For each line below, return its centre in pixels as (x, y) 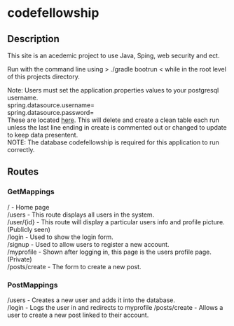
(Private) (20, 259)
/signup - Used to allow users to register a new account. (88, 244)
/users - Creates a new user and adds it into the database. (91, 300)
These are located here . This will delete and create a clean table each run (113, 120)
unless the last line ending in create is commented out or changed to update (117, 127)
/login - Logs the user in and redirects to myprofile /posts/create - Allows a (115, 307)
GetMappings (31, 192)
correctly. (21, 150)
